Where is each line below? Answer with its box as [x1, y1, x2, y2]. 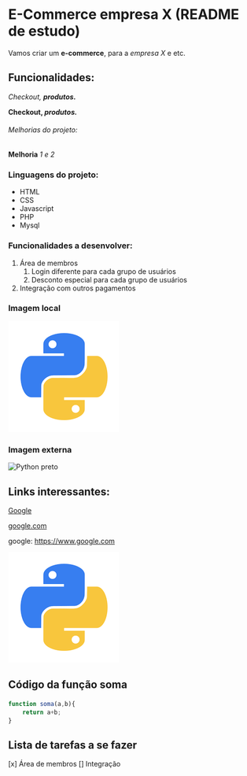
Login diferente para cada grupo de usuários [31, 266, 177, 276]
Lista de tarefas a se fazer [8, 738, 138, 752]
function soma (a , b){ [8, 700, 76, 708]
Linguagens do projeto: [8, 169, 99, 180]
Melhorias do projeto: [8, 125, 78, 135]
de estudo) [8, 22, 81, 40]
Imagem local [8, 303, 61, 314]
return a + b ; [22, 708, 61, 716]
